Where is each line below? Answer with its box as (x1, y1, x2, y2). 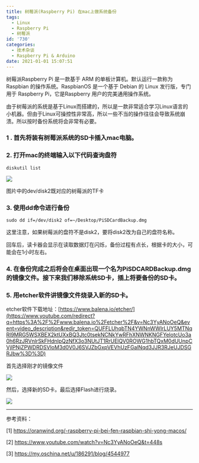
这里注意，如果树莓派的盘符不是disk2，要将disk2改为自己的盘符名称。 (6, 229, 178, 236)
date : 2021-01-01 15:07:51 (6, 58, 73, 64)
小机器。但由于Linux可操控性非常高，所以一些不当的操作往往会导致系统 (6, 110, 181, 117)
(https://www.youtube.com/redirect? (6, 312, 95, 320)
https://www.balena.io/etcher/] (60, 306, 135, 313)
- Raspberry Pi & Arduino (11, 53, 76, 59)
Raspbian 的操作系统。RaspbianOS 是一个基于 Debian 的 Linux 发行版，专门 (6, 82, 191, 90)
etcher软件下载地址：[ (6, 306, 60, 313)
